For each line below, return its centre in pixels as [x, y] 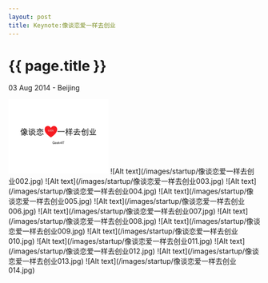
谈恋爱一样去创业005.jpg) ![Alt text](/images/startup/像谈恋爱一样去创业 [127, 201]
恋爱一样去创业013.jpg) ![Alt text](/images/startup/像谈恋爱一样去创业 [122, 261]
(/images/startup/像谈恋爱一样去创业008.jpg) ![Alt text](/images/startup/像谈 [134, 221]
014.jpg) [22, 270]
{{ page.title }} [58, 66]
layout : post [30, 17]
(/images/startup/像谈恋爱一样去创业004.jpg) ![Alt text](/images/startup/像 [131, 191]
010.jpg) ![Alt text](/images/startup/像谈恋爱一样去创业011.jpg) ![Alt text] [127, 241]
